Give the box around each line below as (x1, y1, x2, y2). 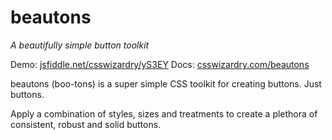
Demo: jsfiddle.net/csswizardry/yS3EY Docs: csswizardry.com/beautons (10, 58, 310, 70)
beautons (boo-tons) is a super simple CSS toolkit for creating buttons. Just (10, 77, 322, 90)
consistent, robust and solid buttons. (10, 118, 162, 130)
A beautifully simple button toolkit (10, 39, 150, 51)
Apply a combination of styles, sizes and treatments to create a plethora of (10, 107, 318, 120)
